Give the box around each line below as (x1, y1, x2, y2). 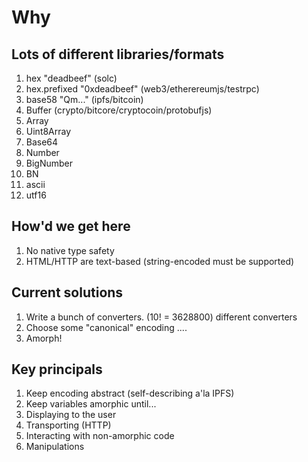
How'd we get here (11, 218, 131, 235)
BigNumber (25, 157, 74, 169)
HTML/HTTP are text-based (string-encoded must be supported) (25, 255, 295, 267)
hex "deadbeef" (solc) (25, 72, 118, 84)
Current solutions (11, 284, 124, 301)
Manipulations (25, 441, 85, 453)
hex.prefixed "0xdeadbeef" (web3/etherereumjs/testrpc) (25, 83, 260, 95)
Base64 (25, 136, 59, 148)
